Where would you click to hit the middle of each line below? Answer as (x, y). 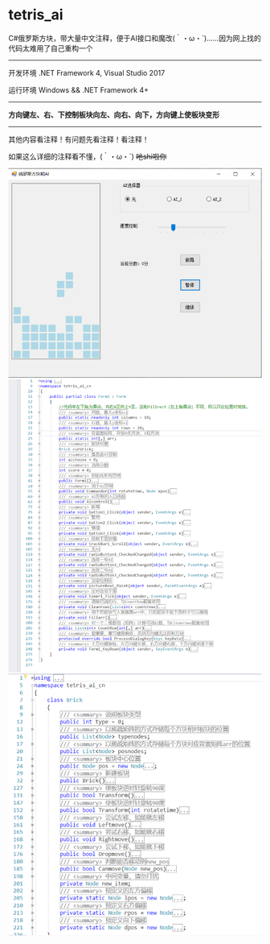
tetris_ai (36, 15)
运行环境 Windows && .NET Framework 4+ (79, 89)
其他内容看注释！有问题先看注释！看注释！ (79, 139)
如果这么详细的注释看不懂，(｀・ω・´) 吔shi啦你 (88, 156)
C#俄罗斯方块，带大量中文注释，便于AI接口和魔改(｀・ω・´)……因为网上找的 (135, 38)
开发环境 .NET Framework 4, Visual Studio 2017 (87, 72)
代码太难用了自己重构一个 (51, 48)
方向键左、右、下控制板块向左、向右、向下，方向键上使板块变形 (114, 114)
